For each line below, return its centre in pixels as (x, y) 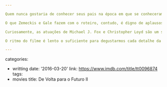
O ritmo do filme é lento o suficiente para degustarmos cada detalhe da (83, 41)
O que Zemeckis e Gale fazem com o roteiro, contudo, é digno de (74, 23)
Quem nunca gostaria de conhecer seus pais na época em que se (72, 14)
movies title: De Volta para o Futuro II (50, 79)
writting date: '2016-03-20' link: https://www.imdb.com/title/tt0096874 (85, 69)
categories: (17, 59)
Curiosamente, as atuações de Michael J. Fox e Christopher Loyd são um (82, 32)
